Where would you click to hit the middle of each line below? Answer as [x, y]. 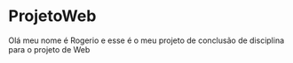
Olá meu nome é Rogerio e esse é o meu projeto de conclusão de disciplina [146, 40]
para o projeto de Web [49, 49]
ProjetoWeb [52, 16]
